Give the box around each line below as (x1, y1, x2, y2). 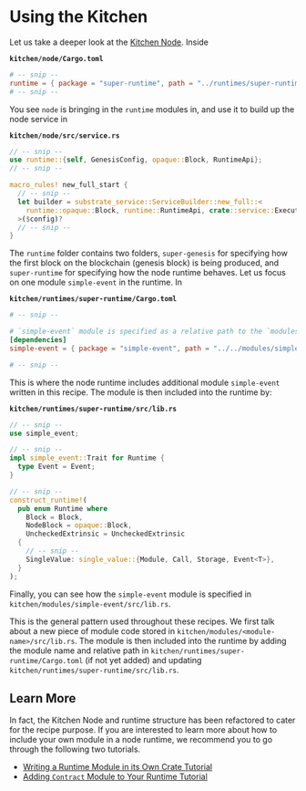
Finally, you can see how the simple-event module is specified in (9, 588, 252, 599)
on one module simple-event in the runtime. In (9, 276, 182, 288)
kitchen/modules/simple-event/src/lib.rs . (9, 598, 171, 609)
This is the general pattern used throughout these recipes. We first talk (9, 616, 275, 627)
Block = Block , (25, 513, 84, 522)
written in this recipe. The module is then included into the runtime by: (9, 386, 272, 398)
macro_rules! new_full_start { (9, 181, 128, 190)
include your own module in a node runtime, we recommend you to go (9, 734, 273, 745)
